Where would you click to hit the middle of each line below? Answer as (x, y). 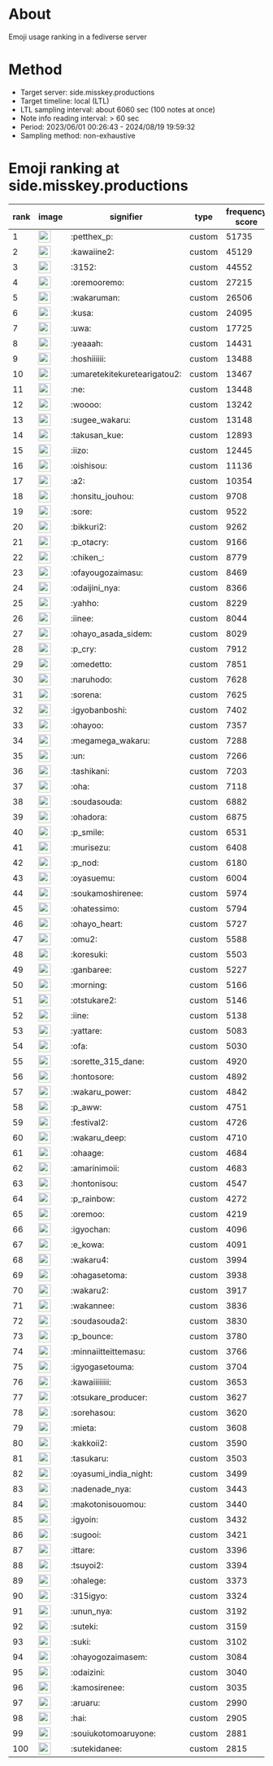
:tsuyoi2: (87, 1565)
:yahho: (84, 603)
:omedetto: (91, 664)
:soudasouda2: (99, 1320)
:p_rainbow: (93, 1198)
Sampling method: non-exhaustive (78, 135)
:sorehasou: (93, 1412)
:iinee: (82, 618)
